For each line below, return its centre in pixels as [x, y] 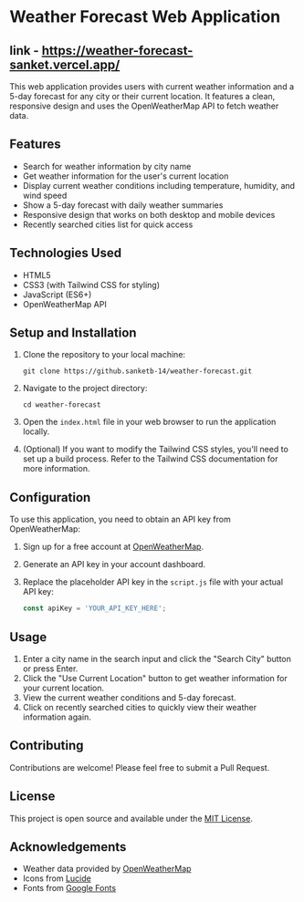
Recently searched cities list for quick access [108, 224]
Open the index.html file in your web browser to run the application [149, 422]
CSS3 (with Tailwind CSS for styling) [91, 285]
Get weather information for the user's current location [126, 176]
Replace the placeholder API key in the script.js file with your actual [153, 582]
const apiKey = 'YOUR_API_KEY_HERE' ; [94, 608]
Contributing [47, 746]
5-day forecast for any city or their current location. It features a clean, [142, 96]
